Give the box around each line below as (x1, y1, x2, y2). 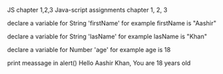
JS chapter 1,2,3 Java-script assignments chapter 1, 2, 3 (7, 6, 168, 14)
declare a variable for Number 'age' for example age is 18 (7, 46, 171, 53)
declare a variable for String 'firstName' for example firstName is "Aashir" (7, 19, 217, 27)
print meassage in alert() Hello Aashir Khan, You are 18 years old (7, 59, 191, 67)
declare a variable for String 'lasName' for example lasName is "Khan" (7, 32, 208, 40)
